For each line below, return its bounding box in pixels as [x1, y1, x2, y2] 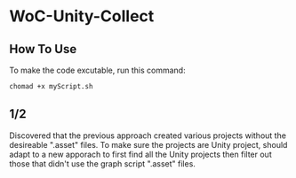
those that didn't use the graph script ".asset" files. [9, 158, 196, 169]
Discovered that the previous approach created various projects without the [9, 130, 287, 141]
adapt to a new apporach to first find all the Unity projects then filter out [9, 149, 273, 159]
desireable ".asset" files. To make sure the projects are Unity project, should [9, 139, 288, 150]
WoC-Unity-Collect [9, 6, 155, 27]
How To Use [9, 42, 77, 57]
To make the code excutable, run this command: [9, 65, 186, 75]
